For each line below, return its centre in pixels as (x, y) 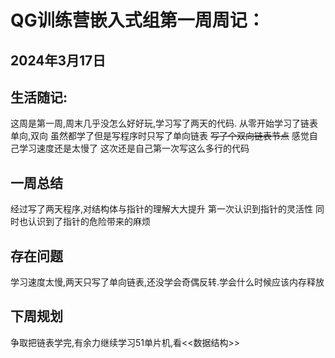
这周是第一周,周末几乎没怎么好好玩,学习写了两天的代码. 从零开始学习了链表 (164, 123)
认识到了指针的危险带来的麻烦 (89, 222)
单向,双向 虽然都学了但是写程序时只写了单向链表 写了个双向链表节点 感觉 (160, 136)
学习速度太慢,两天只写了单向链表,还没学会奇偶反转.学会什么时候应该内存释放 (167, 282)
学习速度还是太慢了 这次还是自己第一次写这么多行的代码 (134, 148)
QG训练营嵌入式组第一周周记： (137, 20)
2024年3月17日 (58, 60)
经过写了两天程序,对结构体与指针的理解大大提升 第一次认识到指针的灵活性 (161, 209)
